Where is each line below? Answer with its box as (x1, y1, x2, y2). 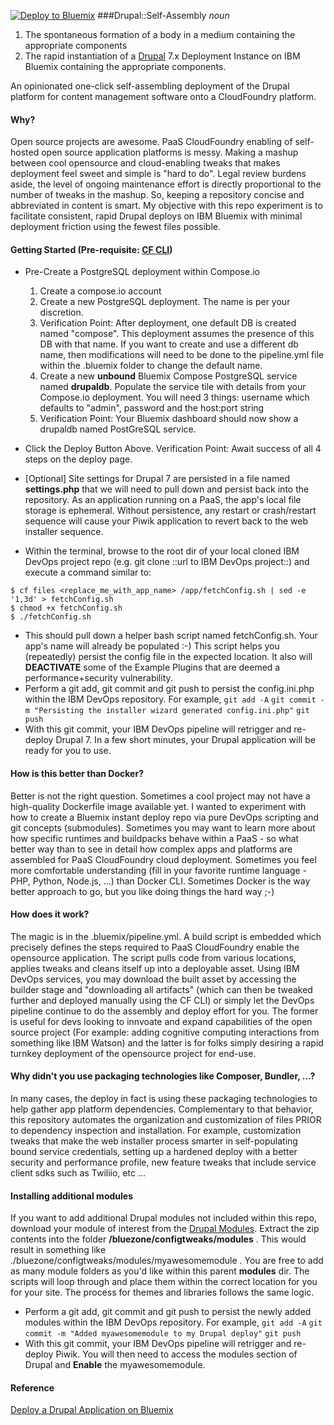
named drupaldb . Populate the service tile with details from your (39, 381, 307, 393)
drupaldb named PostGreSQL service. (39, 423, 197, 435)
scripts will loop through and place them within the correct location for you (10, 1276, 318, 1288)
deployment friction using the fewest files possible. (10, 221, 221, 233)
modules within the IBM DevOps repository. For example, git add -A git (24, 1316, 323, 1329)
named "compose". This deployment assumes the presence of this (39, 328, 315, 340)
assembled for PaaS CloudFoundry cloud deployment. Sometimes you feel (10, 853, 317, 865)
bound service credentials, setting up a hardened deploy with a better (10, 1146, 298, 1158)
